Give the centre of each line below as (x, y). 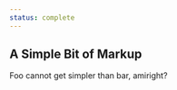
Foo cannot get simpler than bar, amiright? (88, 76)
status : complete (42, 18)
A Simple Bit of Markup (76, 54)
